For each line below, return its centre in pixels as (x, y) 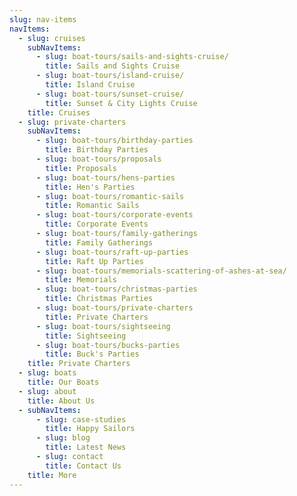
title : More (52, 475)
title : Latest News (86, 447)
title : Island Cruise (90, 85)
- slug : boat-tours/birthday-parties (114, 141)
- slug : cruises (52, 38)
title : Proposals (81, 168)
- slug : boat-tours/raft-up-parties (112, 252)
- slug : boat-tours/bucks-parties (108, 345)
